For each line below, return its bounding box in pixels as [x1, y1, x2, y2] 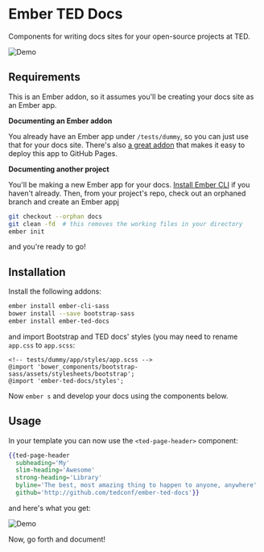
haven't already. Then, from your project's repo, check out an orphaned [8, 188, 246, 198]
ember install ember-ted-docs [8, 317, 110, 325]
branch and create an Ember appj [8, 196, 119, 206]
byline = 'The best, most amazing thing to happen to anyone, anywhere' [15, 481, 258, 489]
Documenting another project [8, 164, 110, 174]
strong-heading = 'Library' [15, 474, 103, 482]
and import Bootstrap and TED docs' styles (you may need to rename [8, 332, 238, 341]
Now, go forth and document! [8, 534, 106, 544]
